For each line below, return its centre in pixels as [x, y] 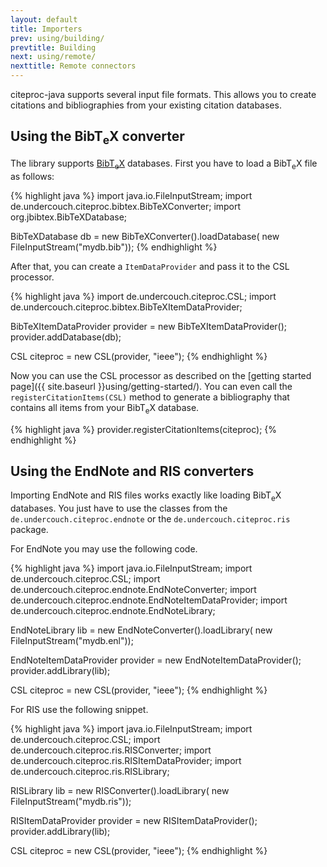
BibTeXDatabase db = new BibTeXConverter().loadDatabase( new [145, 236]
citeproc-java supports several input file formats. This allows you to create [163, 94]
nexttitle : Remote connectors [73, 66]
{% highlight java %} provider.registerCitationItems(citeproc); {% [144, 429]
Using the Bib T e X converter [97, 138]
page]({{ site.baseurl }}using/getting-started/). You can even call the [151, 386]
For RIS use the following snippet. [79, 710]
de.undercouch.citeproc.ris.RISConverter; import [111, 750]
